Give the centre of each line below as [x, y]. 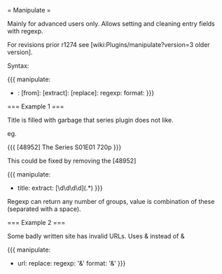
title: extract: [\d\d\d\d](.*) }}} [60, 188]
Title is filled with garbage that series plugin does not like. [90, 120]
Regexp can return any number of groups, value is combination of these [111, 201]
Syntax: [18, 66]
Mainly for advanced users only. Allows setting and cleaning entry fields [111, 23]
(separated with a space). [44, 209]
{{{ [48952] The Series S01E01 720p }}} [64, 147]
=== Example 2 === [36, 222]
